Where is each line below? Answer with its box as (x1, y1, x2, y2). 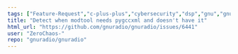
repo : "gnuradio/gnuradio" (7, 36, 87, 43)
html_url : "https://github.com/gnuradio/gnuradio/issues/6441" (7, 23, 198, 30)
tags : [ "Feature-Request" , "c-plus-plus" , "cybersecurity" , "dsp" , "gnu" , (7, 10, 220, 18)
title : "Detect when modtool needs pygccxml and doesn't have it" (7, 17, 208, 24)
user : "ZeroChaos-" (7, 29, 65, 37)
